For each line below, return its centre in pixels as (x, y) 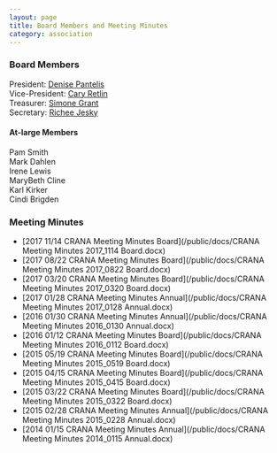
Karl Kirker (29, 189)
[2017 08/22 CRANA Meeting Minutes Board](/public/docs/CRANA (143, 260)
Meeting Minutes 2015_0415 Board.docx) (96, 382)
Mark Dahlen (32, 161)
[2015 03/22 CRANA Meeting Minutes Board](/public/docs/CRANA (143, 392)
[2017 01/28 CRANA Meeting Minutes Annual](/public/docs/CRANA (144, 298)
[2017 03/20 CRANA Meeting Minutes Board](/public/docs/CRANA (143, 279)
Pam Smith (29, 152)
